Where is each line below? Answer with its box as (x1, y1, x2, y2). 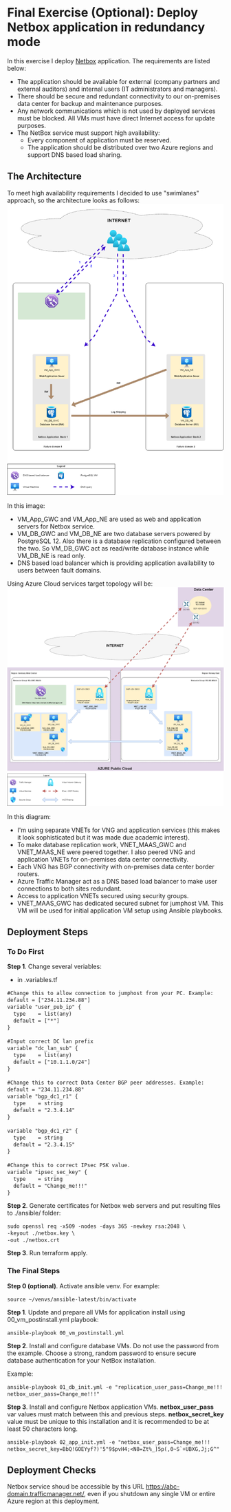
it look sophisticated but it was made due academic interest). (16, 833, 190, 841)
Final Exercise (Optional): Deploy (7, 5, 198, 21)
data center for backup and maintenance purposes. (16, 99, 164, 107)
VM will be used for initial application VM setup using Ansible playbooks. (16, 906, 223, 915)
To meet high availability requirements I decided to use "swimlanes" (7, 189, 199, 197)
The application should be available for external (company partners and (16, 77, 220, 85)
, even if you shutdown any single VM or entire (83, 1490, 216, 1498)
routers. (16, 869, 40, 878)
